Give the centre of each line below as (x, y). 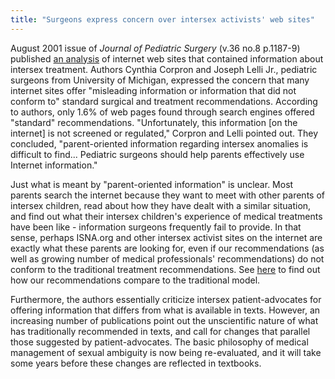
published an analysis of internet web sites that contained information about (167, 58)
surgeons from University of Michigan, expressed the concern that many (160, 80)
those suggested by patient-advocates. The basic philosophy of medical (159, 342)
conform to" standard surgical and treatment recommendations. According (164, 101)
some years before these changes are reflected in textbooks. (136, 363)
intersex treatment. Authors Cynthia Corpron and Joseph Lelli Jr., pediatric (164, 69)
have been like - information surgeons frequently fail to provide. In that (156, 227)
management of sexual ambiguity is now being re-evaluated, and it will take (166, 352)
